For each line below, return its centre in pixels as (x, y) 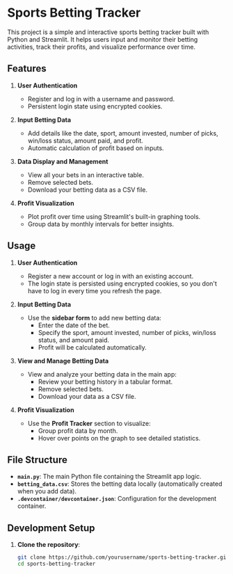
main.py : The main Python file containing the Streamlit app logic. (109, 477)
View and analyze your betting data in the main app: (102, 374)
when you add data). (47, 491)
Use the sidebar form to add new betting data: (95, 318)
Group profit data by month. (78, 430)
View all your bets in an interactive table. (86, 174)
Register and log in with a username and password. (101, 99)
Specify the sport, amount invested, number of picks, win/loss (127, 332)
